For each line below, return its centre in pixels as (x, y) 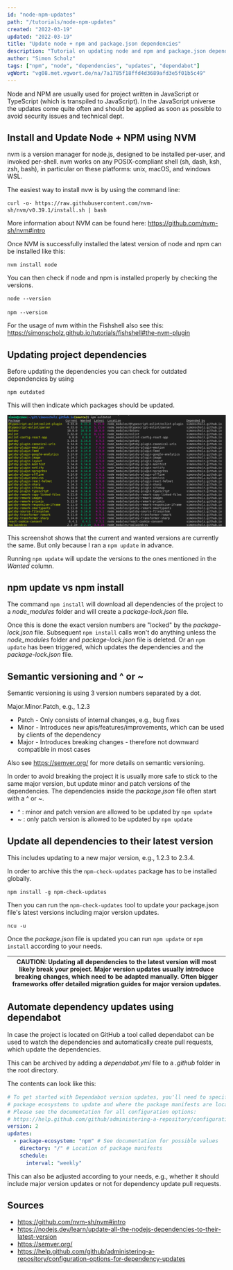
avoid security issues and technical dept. (66, 116)
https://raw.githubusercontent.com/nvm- (94, 204)
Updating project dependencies (77, 355)
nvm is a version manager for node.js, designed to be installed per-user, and (116, 154)
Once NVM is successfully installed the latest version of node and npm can (114, 244)
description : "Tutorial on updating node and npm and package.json (107, 51)
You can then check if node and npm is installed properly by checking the (112, 278)
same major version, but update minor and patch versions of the (99, 784)
